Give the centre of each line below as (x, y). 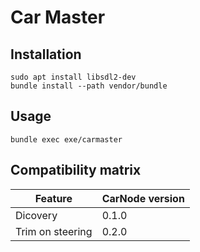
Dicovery (36, 215)
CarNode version (143, 198)
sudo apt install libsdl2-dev (73, 77)
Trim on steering (54, 231)
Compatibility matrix (76, 170)
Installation (46, 54)
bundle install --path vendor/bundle (89, 86)
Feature (53, 198)
